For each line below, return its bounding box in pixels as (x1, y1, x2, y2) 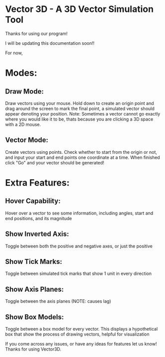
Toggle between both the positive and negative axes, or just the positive (5, 243, 153, 249)
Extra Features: (5, 177, 70, 188)
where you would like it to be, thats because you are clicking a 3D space (5, 116, 154, 122)
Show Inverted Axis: (5, 230, 70, 238)
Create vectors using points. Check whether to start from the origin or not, (5, 149, 158, 155)
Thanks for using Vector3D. (5, 346, 62, 352)
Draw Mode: (5, 87, 44, 96)
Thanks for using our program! (5, 30, 68, 36)
